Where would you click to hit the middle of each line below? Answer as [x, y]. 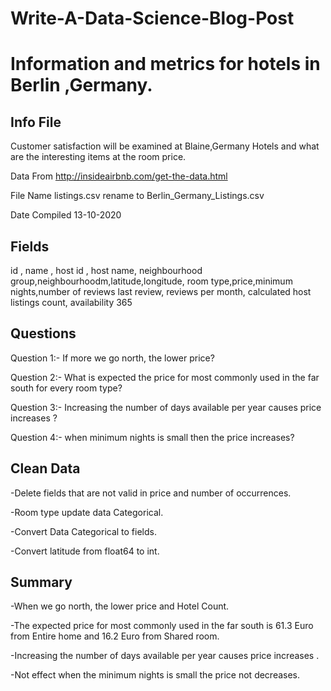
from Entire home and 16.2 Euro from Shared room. [115, 636]
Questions [43, 333]
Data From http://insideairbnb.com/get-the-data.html [119, 176]
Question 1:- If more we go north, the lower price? [112, 358]
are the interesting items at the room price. [98, 157]
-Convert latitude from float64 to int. [85, 551]
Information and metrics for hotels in [165, 64]
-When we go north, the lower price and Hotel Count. [120, 606]
